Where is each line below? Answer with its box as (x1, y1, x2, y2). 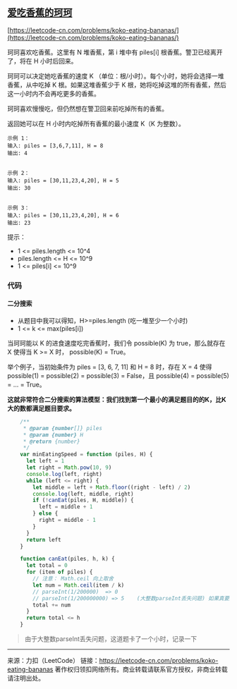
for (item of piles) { (25, 568, 93, 576)
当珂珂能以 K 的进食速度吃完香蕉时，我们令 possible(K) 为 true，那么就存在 (7, 339, 226, 347)
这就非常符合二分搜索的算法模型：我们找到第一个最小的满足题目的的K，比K (7, 395, 227, 403)
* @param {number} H (23, 431, 83, 439)
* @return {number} (23, 438, 80, 445)
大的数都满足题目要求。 (7, 404, 75, 413)
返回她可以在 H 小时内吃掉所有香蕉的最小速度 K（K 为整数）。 (7, 119, 185, 128)
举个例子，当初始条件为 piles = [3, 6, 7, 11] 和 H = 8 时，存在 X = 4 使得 (7, 362, 212, 371)
